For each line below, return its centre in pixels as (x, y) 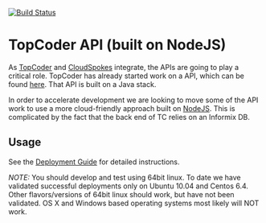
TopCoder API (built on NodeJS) (117, 45)
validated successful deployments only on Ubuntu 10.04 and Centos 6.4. (129, 186)
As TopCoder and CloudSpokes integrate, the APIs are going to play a (124, 67)
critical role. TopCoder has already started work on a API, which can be (127, 76)
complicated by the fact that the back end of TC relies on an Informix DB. (129, 117)
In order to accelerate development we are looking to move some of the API (133, 100)
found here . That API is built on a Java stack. (82, 84)
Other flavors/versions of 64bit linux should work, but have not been (121, 194)
